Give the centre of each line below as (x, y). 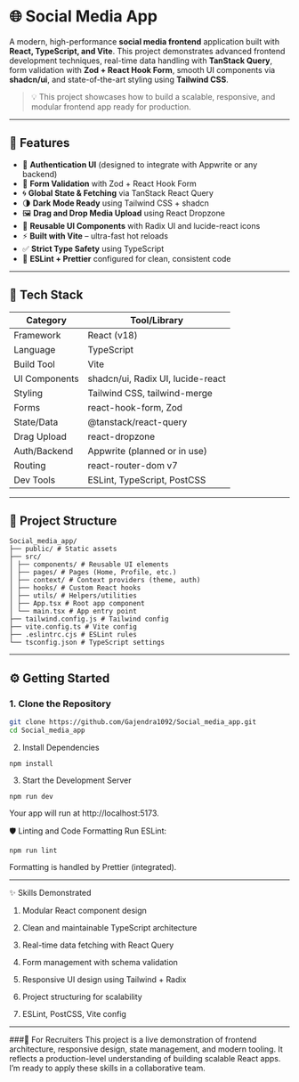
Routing (30, 465)
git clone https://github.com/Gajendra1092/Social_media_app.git (133, 722)
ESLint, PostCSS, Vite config (74, 1013)
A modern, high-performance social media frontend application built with (145, 41)
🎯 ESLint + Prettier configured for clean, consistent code (126, 258)
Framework (37, 335)
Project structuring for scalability (82, 997)
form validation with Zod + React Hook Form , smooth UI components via (142, 69)
